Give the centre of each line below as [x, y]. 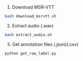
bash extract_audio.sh [28, 35]
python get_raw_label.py [30, 53]
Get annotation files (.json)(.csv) [45, 44]
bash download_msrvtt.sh [30, 16]
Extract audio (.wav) [33, 26]
